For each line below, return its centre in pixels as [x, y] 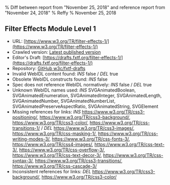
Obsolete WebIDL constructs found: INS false [60, 79]
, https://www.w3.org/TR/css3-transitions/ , [78, 160]
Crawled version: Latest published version [56, 52]
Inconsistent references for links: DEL [52, 171]
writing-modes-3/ [31, 139]
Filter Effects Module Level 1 [51, 29]
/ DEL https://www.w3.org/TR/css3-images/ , [88, 128]
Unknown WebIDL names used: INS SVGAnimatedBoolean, [74, 90]
